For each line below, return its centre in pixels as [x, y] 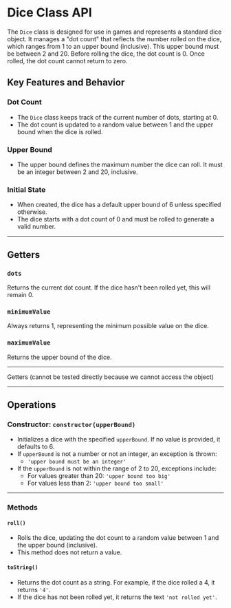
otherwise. [32, 212]
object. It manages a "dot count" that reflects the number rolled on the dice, [114, 39]
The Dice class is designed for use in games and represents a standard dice [114, 32]
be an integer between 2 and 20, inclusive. [78, 172]
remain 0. [21, 294]
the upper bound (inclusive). [57, 545]
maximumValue [29, 343]
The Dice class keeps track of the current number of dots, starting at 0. [118, 117]
